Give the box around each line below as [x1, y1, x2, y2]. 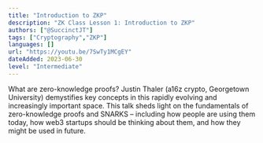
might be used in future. [8, 126, 87, 135]
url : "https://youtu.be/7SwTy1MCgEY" [8, 48, 132, 56]
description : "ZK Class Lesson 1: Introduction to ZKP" [8, 19, 195, 27]
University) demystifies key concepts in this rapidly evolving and [8, 92, 218, 102]
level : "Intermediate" [8, 63, 83, 71]
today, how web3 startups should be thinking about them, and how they [8, 117, 242, 126]
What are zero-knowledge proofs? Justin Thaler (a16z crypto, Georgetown [8, 84, 250, 93]
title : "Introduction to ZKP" [8, 11, 108, 20]
